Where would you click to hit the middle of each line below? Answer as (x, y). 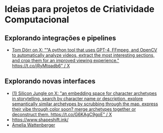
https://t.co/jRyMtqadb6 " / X (41, 66)
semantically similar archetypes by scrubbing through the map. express (85, 104)
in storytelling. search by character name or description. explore (77, 98)
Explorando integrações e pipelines (60, 38)
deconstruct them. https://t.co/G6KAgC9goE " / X (62, 114)
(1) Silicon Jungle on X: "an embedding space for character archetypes (84, 93)
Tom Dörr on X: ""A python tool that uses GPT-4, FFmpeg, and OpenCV (84, 50)
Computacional (37, 20)
